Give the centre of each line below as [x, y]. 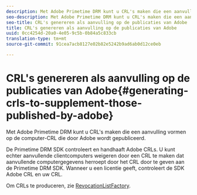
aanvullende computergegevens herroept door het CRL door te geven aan [95, 162]
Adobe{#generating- [137, 91]
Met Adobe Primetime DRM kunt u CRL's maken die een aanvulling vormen [96, 132]
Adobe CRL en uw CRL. [34, 174]
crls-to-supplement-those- [74, 103]
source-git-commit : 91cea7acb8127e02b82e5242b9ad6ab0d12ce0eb [84, 45]
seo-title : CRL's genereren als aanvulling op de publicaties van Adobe [97, 22]
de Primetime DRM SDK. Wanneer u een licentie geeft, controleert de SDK [95, 168]
